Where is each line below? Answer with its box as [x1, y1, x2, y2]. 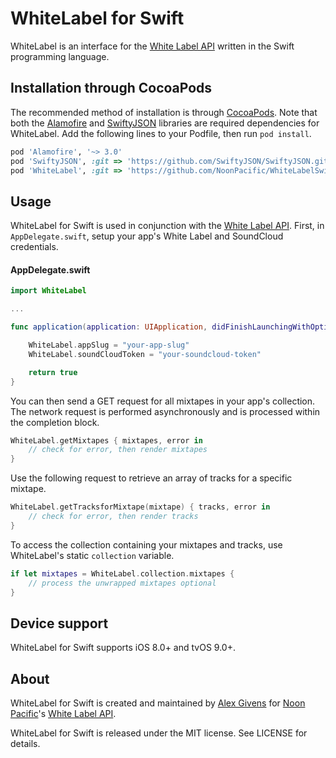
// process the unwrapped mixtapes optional [28, 578, 217, 588]
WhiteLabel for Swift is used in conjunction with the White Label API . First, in [10, 220, 325, 232]
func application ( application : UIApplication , [10, 322, 208, 332]
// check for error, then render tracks [28, 512, 199, 522]
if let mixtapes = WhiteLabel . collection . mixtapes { [10, 568, 235, 579]
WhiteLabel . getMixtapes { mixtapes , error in [10, 435, 203, 446]
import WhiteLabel [10, 286, 87, 296]
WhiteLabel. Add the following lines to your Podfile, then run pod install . [10, 127, 312, 139]
